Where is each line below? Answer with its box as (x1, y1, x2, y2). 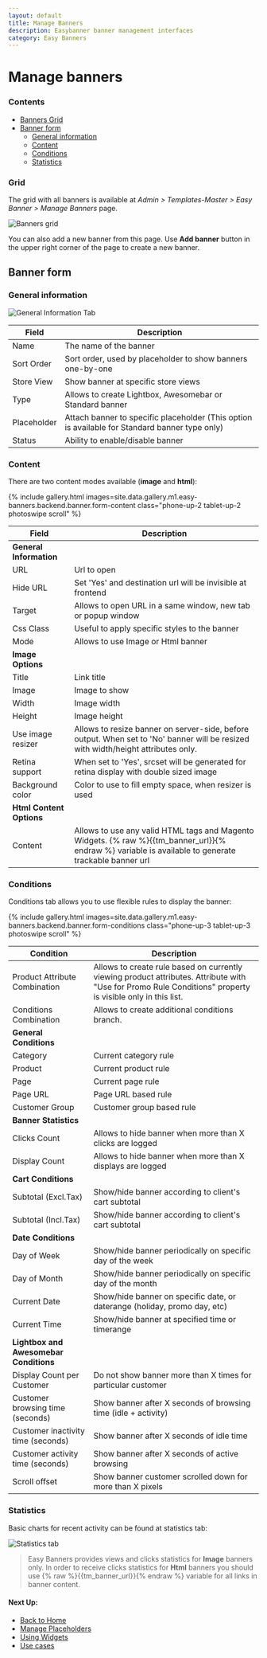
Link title (74, 672, 106, 683)
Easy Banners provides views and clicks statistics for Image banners (27, 1554, 253, 1563)
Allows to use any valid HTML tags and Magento (74, 825, 254, 836)
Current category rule (93, 1050, 175, 1062)
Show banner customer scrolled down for (93, 1471, 248, 1482)
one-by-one (64, 363, 113, 374)
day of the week (93, 1255, 153, 1266)
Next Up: (8, 1597, 38, 1607)
